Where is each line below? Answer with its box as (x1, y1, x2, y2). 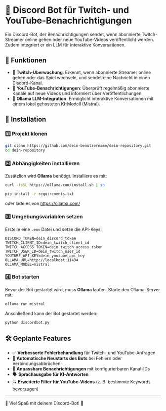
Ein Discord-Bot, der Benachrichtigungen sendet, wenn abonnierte (5, 31, 141, 37)
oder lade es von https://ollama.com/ (5, 200, 81, 207)
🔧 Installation (5, 115, 46, 124)
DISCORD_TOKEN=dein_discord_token (5, 236, 77, 241)
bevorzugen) (12, 386, 39, 392)
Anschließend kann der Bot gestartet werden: (5, 310, 98, 316)
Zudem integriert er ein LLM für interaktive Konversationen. (5, 42, 126, 47)
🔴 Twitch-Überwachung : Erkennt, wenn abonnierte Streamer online (12, 69, 151, 75)
